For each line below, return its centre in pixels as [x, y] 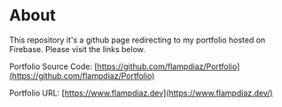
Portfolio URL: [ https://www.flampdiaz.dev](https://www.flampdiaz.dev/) [141, 93]
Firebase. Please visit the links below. [78, 49]
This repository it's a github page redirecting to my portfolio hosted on [137, 40]
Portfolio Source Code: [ [53, 66]
